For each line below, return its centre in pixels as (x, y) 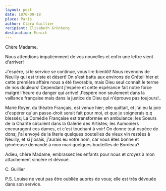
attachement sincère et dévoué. (38, 159)
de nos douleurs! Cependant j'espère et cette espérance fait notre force (79, 87)
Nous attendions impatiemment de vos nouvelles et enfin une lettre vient (79, 57)
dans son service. (23, 184)
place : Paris (19, 19)
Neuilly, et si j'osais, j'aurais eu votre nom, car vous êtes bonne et (72, 139)
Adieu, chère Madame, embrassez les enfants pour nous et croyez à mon (80, 154)
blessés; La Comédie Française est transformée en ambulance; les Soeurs (81, 118)
